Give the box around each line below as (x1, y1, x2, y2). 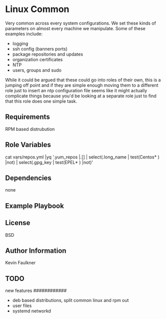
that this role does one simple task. (5, 98, 77, 104)
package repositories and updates (12, 51, 83, 57)
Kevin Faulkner (5, 260, 36, 266)
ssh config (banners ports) (12, 46, 67, 52)
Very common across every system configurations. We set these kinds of (5, 20, 156, 26)
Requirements (5, 113, 50, 121)
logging (12, 40, 28, 46)
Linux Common (5, 4, 69, 15)
